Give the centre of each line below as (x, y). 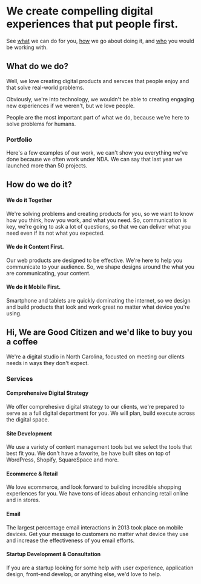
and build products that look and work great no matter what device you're (98, 307)
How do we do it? (39, 185)
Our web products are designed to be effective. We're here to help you (94, 260)
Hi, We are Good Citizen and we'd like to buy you (99, 333)
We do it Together (29, 200)
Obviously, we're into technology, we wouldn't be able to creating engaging (100, 99)
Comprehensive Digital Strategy (48, 393)
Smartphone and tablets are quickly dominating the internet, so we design (98, 301)
